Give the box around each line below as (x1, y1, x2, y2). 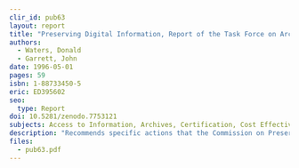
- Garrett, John (17, 54, 77, 63)
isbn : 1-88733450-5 (9, 79, 82, 88)
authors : (9, 37, 42, 47)
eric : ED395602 (9, 87, 66, 96)
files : (9, 137, 34, 146)
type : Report (17, 104, 66, 113)
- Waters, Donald (17, 46, 82, 55)
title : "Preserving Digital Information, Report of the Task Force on (9, 29, 277, 38)
